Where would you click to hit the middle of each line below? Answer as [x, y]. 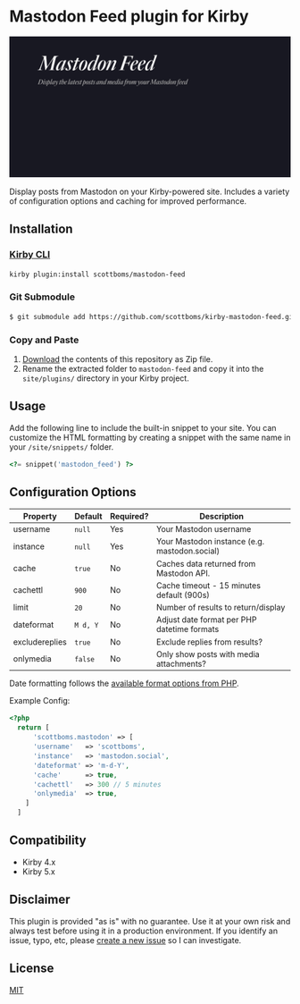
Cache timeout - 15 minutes [208, 585]
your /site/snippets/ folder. [62, 447]
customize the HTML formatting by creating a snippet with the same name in [150, 437]
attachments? [181, 663]
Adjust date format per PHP [206, 620]
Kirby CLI [30, 255]
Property [40, 516]
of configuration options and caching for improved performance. [128, 201]
